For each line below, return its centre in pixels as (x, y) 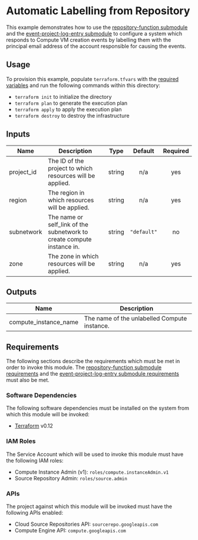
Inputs (18, 134)
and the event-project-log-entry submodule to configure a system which (94, 33)
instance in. (64, 247)
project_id (23, 172)
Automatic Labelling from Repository (98, 11)
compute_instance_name (44, 322)
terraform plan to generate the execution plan (71, 103)
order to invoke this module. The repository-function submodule (84, 367)
